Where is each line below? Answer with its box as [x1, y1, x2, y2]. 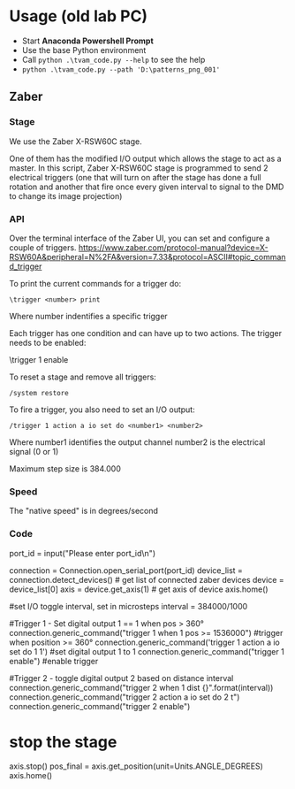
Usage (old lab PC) [9, 6, 148, 27]
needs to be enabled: [9, 337, 87, 348]
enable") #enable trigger [9, 655, 99, 666]
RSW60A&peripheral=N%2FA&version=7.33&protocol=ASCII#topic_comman [9, 251, 286, 262]
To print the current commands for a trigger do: [9, 278, 182, 288]
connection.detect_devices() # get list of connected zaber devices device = [9, 574, 284, 585]
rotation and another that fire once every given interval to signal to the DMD [9, 181, 284, 192]
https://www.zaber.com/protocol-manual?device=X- [78, 241, 269, 253]
